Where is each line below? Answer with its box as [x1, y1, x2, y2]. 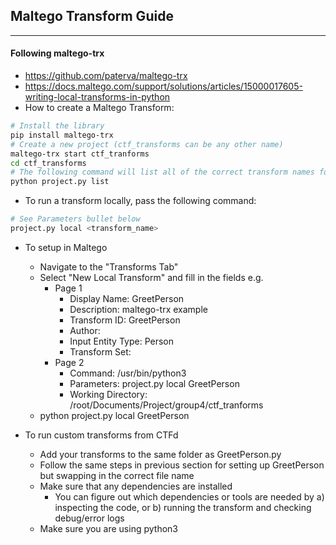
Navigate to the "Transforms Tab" [39, 260, 179, 273]
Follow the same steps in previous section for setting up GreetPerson [39, 459, 325, 471]
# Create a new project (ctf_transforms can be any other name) [10, 139, 284, 149]
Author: [69, 324, 101, 336]
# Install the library [10, 121, 105, 131]
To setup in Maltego [24, 241, 108, 253]
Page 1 [54, 282, 83, 294]
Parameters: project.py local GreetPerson [69, 377, 240, 389]
